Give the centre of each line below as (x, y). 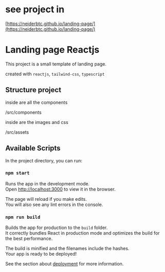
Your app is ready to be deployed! (41, 254)
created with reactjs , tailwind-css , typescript (55, 74)
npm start (17, 173)
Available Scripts (33, 148)
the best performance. (29, 239)
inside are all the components (36, 102)
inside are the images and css (37, 122)
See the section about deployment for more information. (65, 264)
